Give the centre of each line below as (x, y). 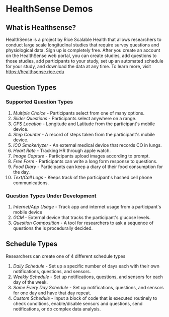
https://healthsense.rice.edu (35, 72)
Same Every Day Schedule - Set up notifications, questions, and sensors (88, 287)
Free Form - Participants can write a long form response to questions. (85, 161)
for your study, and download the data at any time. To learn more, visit (78, 66)
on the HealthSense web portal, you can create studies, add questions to (81, 56)
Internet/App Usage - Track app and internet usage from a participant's (87, 206)
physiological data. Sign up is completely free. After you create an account (83, 50)
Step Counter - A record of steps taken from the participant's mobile (84, 134)
